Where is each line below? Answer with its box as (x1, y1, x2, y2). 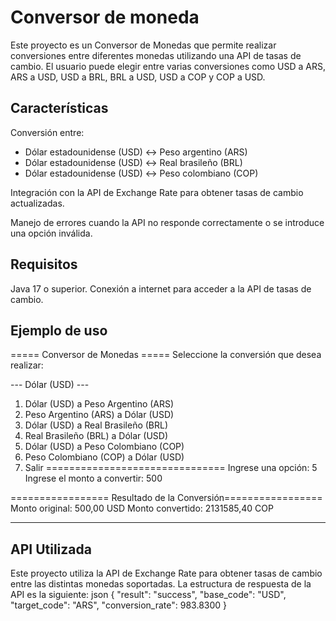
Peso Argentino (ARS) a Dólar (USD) (24, 409, 175, 421)
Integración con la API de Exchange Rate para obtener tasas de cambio (10, 186, 304, 198)
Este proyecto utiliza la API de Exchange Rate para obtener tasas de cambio (10, 567, 323, 580)
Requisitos (10, 256, 78, 273)
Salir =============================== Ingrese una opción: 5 (24, 462, 318, 474)
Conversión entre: (10, 126, 85, 138)
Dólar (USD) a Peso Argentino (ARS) (24, 398, 175, 410)
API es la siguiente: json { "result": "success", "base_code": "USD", (10, 589, 287, 601)
